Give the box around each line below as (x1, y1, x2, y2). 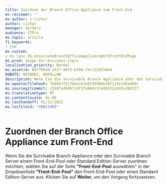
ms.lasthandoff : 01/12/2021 (5, 100, 64, 105)
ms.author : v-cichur (5, 16, 48, 21)
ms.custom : (5, 49, 28, 54)
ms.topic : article (5, 35, 43, 40)
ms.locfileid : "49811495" (5, 104, 59, 109)
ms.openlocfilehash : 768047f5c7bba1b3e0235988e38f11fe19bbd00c (5, 81, 139, 86)
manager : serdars (5, 26, 41, 31)
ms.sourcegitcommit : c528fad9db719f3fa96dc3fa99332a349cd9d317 (5, 86, 139, 91)
